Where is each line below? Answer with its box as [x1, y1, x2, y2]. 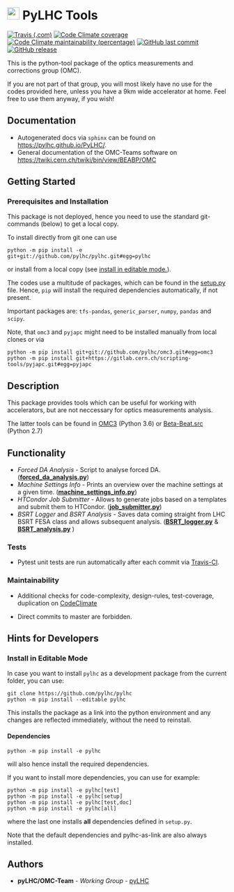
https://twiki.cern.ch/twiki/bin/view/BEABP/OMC [17, 156, 157, 164]
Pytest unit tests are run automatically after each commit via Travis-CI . [17, 558, 219, 566]
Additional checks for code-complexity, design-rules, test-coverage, [17, 591, 214, 600]
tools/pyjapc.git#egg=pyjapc [7, 361, 92, 368]
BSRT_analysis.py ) [17, 525, 75, 534]
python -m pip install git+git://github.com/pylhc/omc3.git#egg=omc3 [7, 349, 214, 356]
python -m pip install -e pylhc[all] [7, 805, 117, 812]
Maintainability [7, 575, 59, 585]
